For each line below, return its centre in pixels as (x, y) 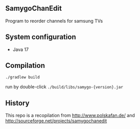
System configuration (41, 37)
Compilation (25, 66)
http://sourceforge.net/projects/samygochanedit (56, 121)
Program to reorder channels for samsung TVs (54, 21)
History (17, 103)
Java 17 (21, 49)
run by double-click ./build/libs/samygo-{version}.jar (64, 87)
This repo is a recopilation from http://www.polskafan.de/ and (70, 116)
